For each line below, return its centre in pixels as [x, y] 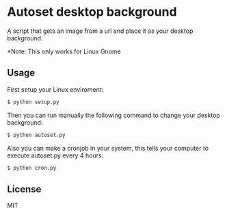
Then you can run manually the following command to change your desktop [113, 115]
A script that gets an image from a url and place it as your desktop [100, 31]
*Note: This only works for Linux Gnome [64, 51]
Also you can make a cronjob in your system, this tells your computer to [108, 148]
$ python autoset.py [37, 135]
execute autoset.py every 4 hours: [55, 155]
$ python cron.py [32, 168]
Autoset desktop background [92, 12]
